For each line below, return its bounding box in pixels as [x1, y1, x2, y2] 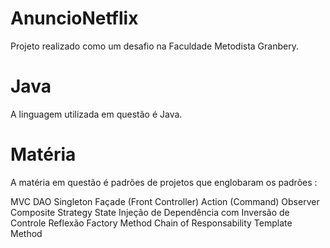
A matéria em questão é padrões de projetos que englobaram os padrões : [10, 176, 318, 188]
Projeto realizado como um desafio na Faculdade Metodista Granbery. [10, 40, 299, 52]
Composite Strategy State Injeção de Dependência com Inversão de [10, 206, 290, 218]
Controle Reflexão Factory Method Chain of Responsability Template [10, 217, 293, 229]
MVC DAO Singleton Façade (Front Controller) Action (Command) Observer [10, 195, 320, 207]
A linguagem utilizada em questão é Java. [10, 108, 183, 120]
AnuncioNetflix [10, 7, 139, 30]
